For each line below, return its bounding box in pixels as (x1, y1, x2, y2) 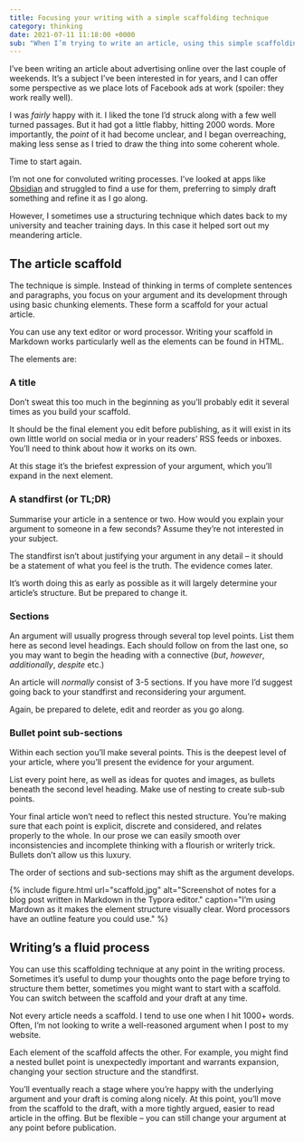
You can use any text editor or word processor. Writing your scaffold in (9, 327, 273, 338)
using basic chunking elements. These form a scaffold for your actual (9, 300, 269, 311)
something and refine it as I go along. (9, 193, 148, 204)
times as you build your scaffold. (9, 407, 131, 417)
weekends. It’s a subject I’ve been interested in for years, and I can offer (9, 73, 279, 84)
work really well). (9, 92, 73, 103)
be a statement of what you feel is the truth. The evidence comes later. (9, 560, 273, 571)
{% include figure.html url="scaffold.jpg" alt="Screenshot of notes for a (9, 885, 277, 896)
